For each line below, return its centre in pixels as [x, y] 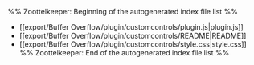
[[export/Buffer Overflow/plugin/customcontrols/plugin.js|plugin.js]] [131, 27]
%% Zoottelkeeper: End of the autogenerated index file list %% [124, 53]
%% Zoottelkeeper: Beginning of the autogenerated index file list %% [123, 12]
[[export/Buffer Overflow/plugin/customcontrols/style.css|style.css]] [133, 44]
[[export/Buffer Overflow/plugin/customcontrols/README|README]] [133, 36]
